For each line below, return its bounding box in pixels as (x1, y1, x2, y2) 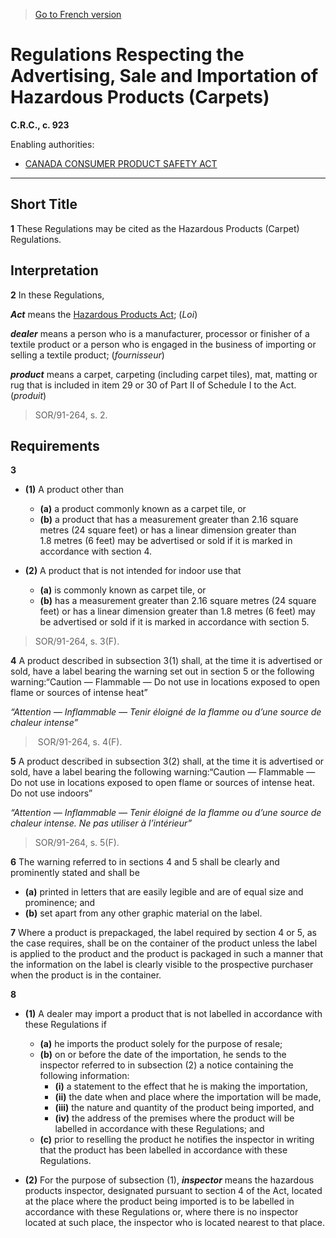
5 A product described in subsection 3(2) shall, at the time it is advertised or (10, 755, 325, 768)
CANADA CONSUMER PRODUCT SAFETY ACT (24, 157, 218, 169)
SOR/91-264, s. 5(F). (34, 837, 120, 849)
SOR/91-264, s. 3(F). (34, 635, 120, 648)
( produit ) (10, 389, 47, 401)
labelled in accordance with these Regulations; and (54, 1123, 265, 1135)
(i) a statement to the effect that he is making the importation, (54, 1080, 308, 1093)
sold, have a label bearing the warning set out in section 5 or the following (10, 665, 315, 678)
